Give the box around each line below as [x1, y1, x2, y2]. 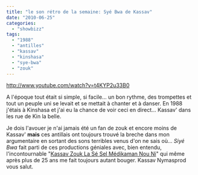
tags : [6, 31, 20, 38]
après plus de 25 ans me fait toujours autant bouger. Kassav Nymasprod [6, 157, 187, 164]
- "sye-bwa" [11, 59, 42, 65]
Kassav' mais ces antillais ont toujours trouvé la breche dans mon [6, 131, 170, 138]
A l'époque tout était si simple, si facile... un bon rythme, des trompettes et [6, 93, 192, 101]
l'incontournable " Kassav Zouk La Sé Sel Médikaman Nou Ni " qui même [6, 150, 185, 157]
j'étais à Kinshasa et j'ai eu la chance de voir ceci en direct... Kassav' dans [6, 107, 191, 114]
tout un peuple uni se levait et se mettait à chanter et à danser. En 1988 [6, 100, 183, 107]
